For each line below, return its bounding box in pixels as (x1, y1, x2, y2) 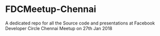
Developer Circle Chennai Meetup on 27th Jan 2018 (5, 25, 113, 31)
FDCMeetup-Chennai (5, 3, 97, 15)
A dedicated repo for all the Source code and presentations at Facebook (5, 20, 155, 26)
